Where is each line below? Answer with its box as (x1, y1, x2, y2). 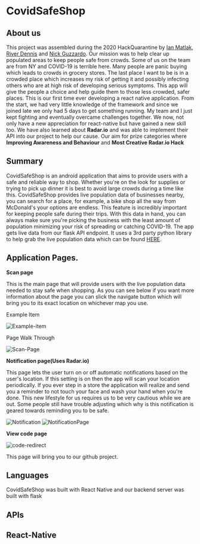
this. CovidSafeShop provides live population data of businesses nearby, (6, 191, 185, 198)
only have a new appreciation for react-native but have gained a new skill (6, 120, 186, 127)
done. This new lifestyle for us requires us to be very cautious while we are (6, 394, 191, 401)
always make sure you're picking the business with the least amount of (6, 216, 181, 223)
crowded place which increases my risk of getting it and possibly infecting (6, 76, 189, 82)
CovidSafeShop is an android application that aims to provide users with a (6, 172, 188, 179)
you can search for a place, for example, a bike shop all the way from (6, 197, 176, 204)
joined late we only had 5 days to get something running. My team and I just (6, 107, 193, 114)
